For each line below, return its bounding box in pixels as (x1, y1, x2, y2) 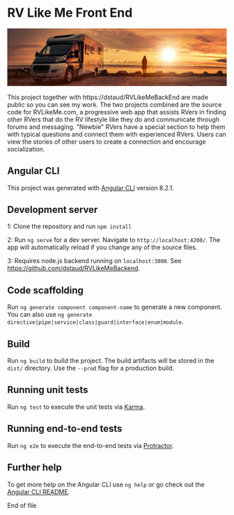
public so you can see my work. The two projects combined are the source (7, 100, 222, 109)
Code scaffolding (7, 284, 84, 296)
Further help (7, 462, 63, 474)
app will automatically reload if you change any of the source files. (7, 243, 198, 252)
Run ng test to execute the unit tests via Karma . (7, 403, 145, 411)
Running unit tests (7, 384, 88, 396)
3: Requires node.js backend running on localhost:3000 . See (7, 257, 182, 265)
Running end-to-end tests (7, 423, 123, 435)
